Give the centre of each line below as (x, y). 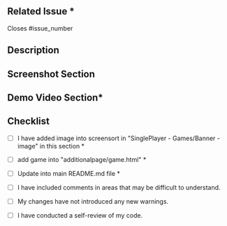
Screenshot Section (51, 74)
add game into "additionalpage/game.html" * (82, 159)
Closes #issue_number (40, 28)
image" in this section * (51, 146)
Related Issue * (41, 12)
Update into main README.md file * (69, 173)
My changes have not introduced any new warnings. (93, 202)
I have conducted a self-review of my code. (80, 216)
